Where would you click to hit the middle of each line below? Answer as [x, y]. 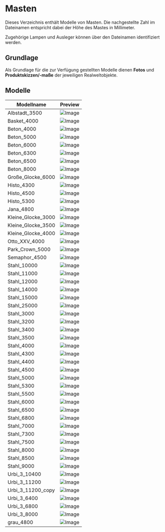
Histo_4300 [21, 185]
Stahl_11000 [23, 273]
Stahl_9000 [21, 466]
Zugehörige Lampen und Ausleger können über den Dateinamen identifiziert [82, 37]
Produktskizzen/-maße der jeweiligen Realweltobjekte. [61, 75]
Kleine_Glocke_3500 [32, 225]
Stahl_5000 [21, 377]
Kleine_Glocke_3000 [32, 217]
